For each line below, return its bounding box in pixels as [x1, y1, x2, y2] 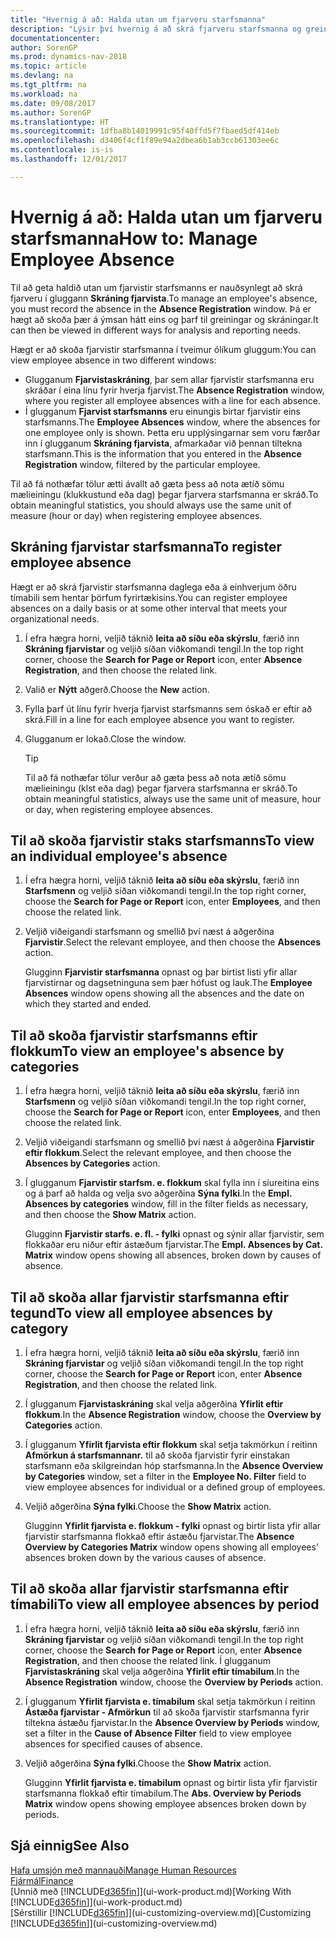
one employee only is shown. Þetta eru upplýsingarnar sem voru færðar [24, 426, 321, 438]
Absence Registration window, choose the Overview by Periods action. [24, 1676, 324, 1688]
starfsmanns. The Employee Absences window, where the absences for [24, 416, 321, 428]
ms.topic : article [10, 61, 87, 71]
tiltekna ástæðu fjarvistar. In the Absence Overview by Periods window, [24, 1716, 320, 1728]
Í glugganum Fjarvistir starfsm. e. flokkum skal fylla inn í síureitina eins [24, 1177, 320, 1189]
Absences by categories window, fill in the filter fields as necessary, [24, 1198, 309, 1210]
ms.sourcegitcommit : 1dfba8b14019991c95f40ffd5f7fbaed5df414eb [10, 126, 280, 136]
